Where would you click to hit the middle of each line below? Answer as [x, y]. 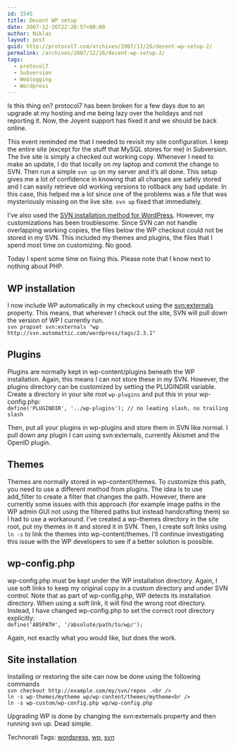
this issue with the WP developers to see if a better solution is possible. [111, 541]
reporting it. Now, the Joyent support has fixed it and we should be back [112, 121]
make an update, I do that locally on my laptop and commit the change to [113, 164]
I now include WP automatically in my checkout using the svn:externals [110, 305]
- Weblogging [33, 79]
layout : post [26, 40]
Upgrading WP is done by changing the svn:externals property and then [112, 716]
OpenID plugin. [29, 442]
